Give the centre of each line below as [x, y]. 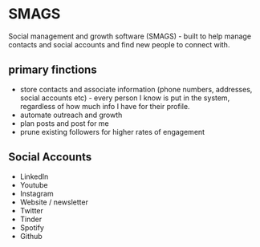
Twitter [32, 210]
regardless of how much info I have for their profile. [105, 106]
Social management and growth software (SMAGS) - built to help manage [130, 36]
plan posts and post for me [65, 123]
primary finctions [53, 70]
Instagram [37, 193]
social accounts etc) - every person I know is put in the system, [125, 98]
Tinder [31, 219]
